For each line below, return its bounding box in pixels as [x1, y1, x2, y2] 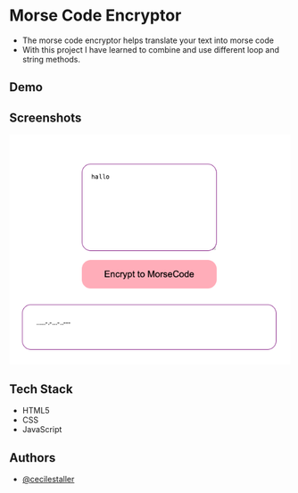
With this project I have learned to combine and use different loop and [21, 44, 279, 54]
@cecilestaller [21, 474, 75, 485]
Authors [9, 450, 56, 465]
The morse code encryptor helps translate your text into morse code [21, 35, 275, 46]
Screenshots [9, 110, 82, 125]
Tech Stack [9, 381, 73, 397]
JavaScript [21, 424, 62, 435]
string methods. [21, 54, 81, 64]
